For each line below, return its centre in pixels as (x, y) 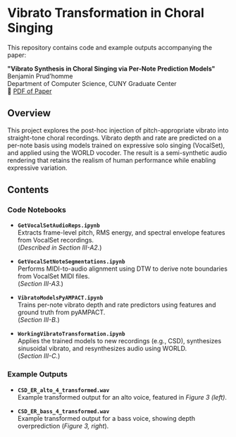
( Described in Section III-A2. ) (60, 247)
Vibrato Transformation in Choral (106, 13)
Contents (28, 190)
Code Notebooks (37, 210)
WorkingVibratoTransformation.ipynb (71, 334)
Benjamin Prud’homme (40, 76)
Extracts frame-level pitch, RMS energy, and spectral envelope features (121, 233)
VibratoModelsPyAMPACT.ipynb (60, 298)
